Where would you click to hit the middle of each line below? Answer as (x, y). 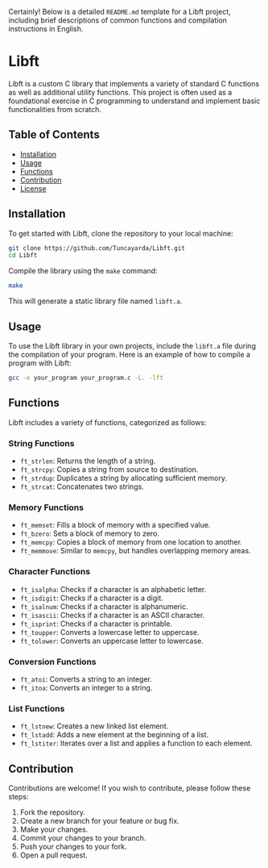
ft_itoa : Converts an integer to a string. (86, 687)
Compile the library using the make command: (83, 271)
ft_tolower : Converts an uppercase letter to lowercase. (111, 641)
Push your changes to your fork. (73, 846)
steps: (19, 796)
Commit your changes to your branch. (83, 837)
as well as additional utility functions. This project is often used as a (120, 92)
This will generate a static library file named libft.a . (95, 301)
